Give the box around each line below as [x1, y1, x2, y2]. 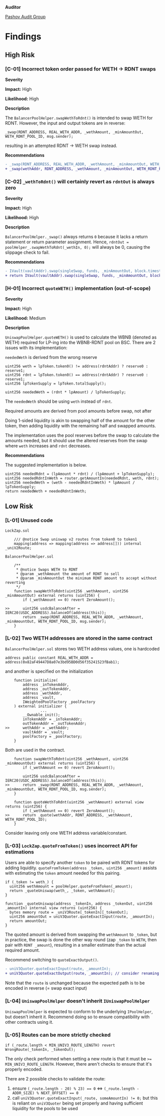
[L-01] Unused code [5, 517, 53, 524]
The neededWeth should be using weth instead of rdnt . [5, 398, 112, 404]
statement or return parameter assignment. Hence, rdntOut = [5, 239, 129, 245]
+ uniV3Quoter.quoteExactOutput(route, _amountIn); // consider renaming [5, 971, 160, 976]
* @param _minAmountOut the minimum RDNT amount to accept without [16, 576, 157, 580]
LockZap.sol [5, 528, 29, 533]
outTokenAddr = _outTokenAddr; [23, 721, 87, 726]
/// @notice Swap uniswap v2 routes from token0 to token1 [14, 537, 137, 542]
